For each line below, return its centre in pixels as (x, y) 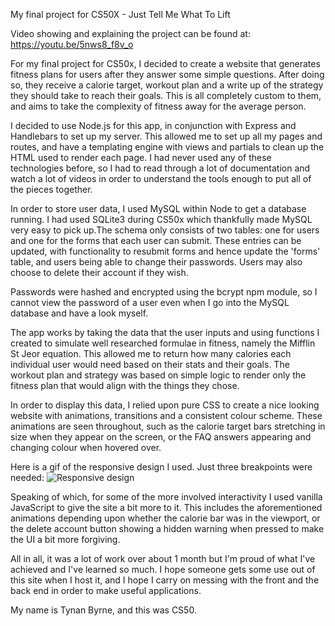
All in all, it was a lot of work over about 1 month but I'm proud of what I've (163, 558)
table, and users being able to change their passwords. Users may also (156, 262)
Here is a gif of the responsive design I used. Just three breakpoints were (161, 467)
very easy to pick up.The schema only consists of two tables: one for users (165, 230)
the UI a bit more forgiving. (65, 539)
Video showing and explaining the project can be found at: (130, 33)
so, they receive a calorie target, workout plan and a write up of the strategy (167, 85)
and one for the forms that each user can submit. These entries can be (156, 240)
